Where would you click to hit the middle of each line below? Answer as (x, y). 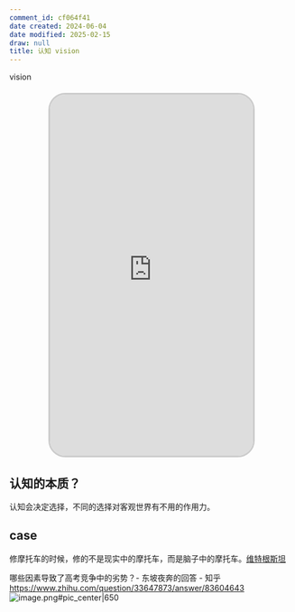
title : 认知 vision (45, 51)
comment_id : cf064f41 (50, 18)
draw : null (30, 43)
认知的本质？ (45, 483)
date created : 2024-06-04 (58, 26)
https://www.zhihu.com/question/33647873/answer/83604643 (127, 588)
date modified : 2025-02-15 (60, 34)
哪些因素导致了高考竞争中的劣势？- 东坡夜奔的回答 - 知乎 (115, 578)
